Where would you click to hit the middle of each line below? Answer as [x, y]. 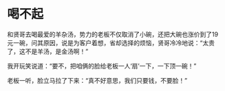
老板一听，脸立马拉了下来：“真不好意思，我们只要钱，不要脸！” [97, 80]
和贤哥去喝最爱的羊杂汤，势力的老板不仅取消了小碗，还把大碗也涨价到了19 [113, 34]
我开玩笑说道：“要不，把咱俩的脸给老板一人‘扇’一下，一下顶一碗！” [102, 66]
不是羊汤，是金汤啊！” [57, 51]
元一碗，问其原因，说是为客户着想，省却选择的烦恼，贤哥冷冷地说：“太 [108, 42]
